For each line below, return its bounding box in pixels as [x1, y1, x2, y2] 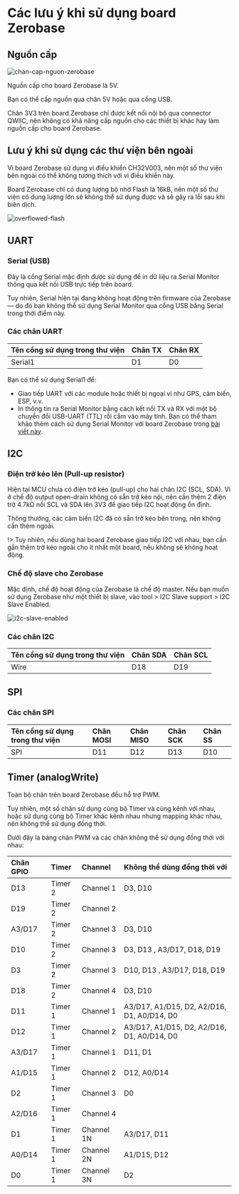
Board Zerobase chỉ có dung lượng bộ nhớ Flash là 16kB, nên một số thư [7, 185, 219, 193]
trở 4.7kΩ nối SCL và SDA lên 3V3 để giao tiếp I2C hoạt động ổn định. [7, 500, 212, 509]
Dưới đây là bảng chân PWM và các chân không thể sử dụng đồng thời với [7, 833, 225, 842]
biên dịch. [7, 200, 37, 208]
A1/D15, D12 [124, 1149, 169, 1159]
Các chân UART [7, 327, 63, 337]
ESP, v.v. [17, 397, 44, 405]
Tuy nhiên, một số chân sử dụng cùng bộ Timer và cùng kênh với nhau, [7, 804, 216, 812]
